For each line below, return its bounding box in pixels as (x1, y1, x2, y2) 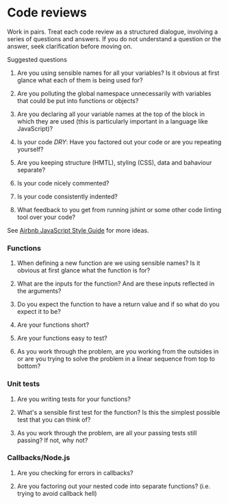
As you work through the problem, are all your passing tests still (16, 428, 197, 437)
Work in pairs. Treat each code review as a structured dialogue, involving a (7, 27, 218, 36)
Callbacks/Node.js (7, 453, 71, 463)
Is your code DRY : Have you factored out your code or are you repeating (16, 137, 222, 146)
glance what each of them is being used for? (16, 76, 143, 84)
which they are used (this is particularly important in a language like (16, 117, 208, 125)
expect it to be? (16, 308, 62, 316)
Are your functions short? (16, 321, 90, 329)
